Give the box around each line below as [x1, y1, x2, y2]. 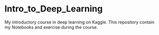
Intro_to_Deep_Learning [4, 3, 103, 14]
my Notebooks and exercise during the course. [4, 24, 98, 30]
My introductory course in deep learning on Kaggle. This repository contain [4, 19, 155, 25]
